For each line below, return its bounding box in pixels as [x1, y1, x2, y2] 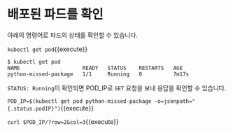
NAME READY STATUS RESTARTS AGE [7, 64, 183, 71]
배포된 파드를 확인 [7, 6, 104, 22]
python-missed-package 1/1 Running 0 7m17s [7, 71, 190, 78]
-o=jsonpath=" [154, 97, 196, 105]
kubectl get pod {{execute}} [7, 45, 88, 53]
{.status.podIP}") [7, 105, 61, 112]
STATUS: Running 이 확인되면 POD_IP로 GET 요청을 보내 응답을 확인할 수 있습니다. [7, 83, 227, 92]
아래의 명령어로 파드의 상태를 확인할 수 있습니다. [7, 31, 139, 39]
